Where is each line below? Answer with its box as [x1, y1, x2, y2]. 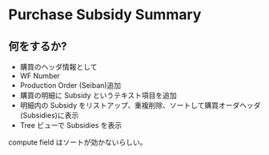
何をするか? [8, 39, 67, 53]
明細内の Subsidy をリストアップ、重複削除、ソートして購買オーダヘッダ [19, 101, 261, 109]
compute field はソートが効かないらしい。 [8, 137, 147, 147]
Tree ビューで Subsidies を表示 [19, 121, 122, 129]
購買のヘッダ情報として [19, 62, 98, 71]
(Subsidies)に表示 [19, 110, 79, 120]
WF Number [19, 71, 60, 81]
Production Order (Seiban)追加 [19, 81, 122, 89]
